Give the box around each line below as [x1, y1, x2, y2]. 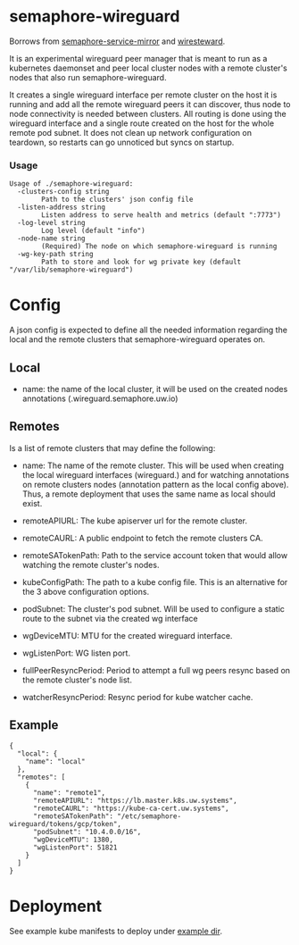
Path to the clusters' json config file [41, 195, 194, 205]
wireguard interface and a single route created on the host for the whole [9, 118, 275, 129]
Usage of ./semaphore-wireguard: [9, 180, 134, 188]
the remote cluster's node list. [21, 674, 132, 685]
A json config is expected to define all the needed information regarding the [9, 324, 288, 336]
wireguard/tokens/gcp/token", [9, 819, 122, 828]
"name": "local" [25, 757, 87, 765]
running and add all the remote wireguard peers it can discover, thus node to [9, 98, 291, 109]
